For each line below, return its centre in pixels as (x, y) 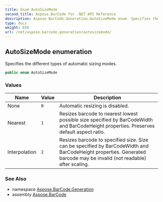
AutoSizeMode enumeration (49, 52)
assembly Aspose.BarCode (39, 195)
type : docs (16, 23)
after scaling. (74, 164)
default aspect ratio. (82, 132)
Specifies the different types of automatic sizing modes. (61, 63)
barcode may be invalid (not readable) (103, 158)
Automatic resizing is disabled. (94, 106)
